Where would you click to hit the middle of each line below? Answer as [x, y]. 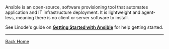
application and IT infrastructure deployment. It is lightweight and [73, 12]
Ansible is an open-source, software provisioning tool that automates [77, 7]
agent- [149, 12]
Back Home [17, 41]
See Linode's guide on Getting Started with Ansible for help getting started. [84, 27]
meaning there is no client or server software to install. [72, 18]
